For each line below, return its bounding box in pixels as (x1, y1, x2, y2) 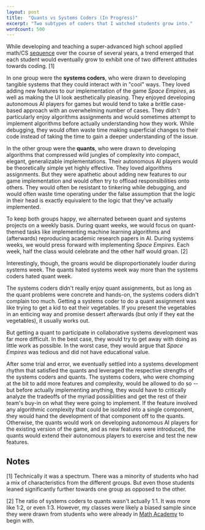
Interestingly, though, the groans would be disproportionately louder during (6, 260, 196, 267)
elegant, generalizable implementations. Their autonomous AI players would (6, 157, 198, 165)
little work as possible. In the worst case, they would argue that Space (6, 342, 184, 349)
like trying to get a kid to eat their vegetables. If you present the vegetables (6, 304, 196, 311)
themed (6, 228, 26, 236)
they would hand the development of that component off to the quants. (6, 412, 185, 420)
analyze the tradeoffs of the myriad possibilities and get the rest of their (6, 393, 187, 400)
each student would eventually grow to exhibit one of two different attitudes (6, 56, 198, 63)
